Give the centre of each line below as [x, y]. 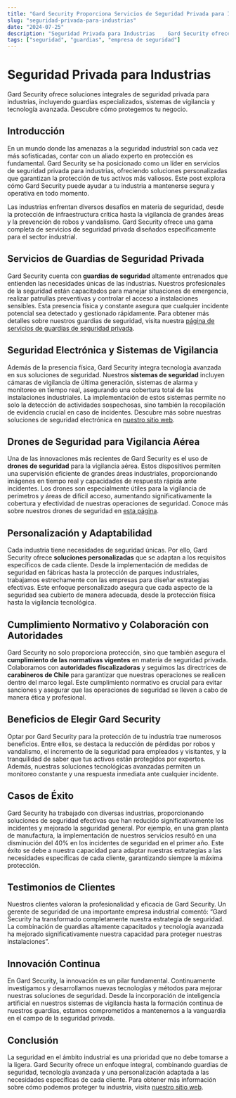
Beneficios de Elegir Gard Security [84, 720]
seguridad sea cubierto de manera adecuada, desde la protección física [111, 595]
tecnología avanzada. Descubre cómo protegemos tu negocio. [98, 109]
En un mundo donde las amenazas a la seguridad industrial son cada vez [113, 148]
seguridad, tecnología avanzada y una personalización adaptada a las [108, 1072]
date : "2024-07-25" [36, 27]
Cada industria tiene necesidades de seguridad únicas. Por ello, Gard [107, 550]
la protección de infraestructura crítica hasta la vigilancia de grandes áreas [116, 214]
